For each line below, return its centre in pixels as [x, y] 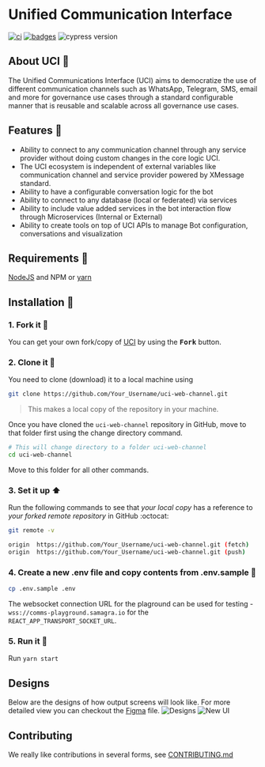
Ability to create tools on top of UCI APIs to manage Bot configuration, [134, 225]
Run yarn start [34, 659]
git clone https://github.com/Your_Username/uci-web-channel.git [118, 394]
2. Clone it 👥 [32, 362]
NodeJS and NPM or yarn [50, 278]
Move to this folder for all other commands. [78, 470]
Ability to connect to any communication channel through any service [133, 149]
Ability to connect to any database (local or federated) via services [128, 200]
